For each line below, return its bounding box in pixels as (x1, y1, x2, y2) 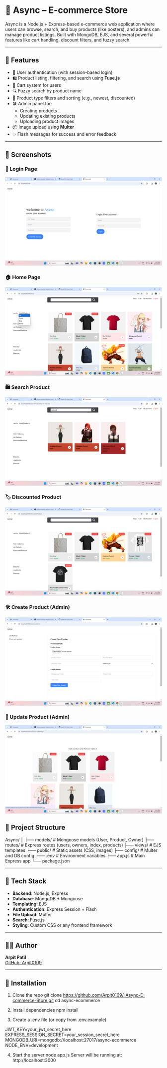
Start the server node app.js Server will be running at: (12, 1052, 122, 1058)
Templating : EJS (12, 901, 47, 907)
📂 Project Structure (5, 823, 66, 832)
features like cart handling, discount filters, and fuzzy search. (5, 37, 131, 43)
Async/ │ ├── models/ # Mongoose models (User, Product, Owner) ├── (5, 836, 154, 842)
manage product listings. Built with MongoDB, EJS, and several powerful (5, 31, 154, 37)
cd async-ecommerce (55, 998, 100, 1004)
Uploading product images (19, 118, 75, 124)
